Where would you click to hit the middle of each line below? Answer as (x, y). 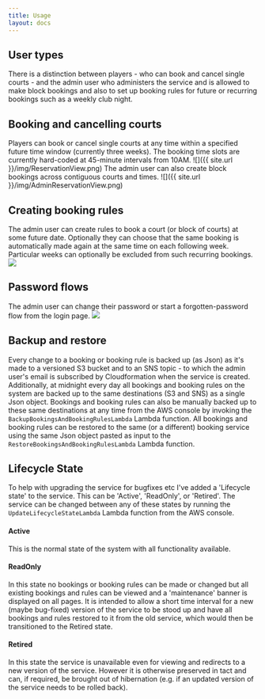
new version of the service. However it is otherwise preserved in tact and (127, 671)
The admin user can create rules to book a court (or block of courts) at (123, 229)
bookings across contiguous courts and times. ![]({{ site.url (104, 177)
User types (36, 55)
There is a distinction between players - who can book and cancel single (127, 74)
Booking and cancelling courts (85, 124)
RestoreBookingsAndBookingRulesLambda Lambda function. (102, 443)
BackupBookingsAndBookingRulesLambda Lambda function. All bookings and (128, 418)
